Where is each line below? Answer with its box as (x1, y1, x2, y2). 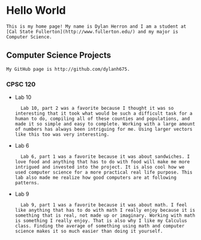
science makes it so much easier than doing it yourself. (14, 229, 163, 235)
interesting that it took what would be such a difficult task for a (14, 110, 193, 117)
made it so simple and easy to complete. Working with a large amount (14, 121, 196, 127)
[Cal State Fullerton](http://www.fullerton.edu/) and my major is (6, 28, 179, 35)
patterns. (14, 180, 40, 186)
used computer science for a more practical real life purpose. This (14, 169, 193, 176)
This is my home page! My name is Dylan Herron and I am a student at (6, 23, 187, 29)
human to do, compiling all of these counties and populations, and (14, 116, 190, 122)
